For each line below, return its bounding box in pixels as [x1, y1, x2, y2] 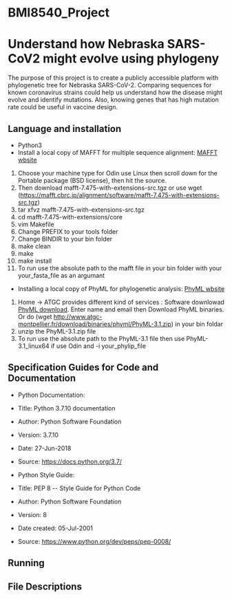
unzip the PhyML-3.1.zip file [17, 327, 96, 335]
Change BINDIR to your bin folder [17, 235, 113, 243]
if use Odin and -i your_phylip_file [51, 342, 147, 350]
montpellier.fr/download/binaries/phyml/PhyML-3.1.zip [17, 320, 171, 328]
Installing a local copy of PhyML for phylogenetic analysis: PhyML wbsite [17, 284, 225, 293]
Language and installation [8, 122, 122, 135]
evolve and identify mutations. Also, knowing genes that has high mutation [8, 96, 219, 104]
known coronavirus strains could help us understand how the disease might [8, 88, 223, 97]
